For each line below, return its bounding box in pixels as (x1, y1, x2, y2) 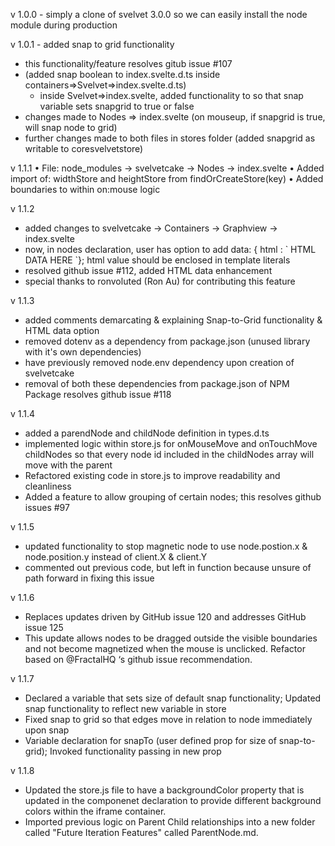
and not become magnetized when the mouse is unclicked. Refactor (24, 643, 306, 654)
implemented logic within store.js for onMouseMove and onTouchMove (24, 438, 318, 449)
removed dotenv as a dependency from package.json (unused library (24, 335, 311, 347)
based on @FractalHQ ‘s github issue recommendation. (24, 654, 253, 665)
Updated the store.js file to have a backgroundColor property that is (24, 784, 305, 796)
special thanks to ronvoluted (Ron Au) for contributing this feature (24, 275, 296, 287)
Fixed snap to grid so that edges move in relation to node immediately (24, 714, 313, 725)
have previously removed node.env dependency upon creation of (24, 357, 295, 368)
